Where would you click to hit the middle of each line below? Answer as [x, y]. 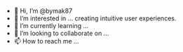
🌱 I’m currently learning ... [51, 26]
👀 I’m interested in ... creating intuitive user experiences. [95, 18]
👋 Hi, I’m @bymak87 [43, 11]
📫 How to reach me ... [46, 41]
